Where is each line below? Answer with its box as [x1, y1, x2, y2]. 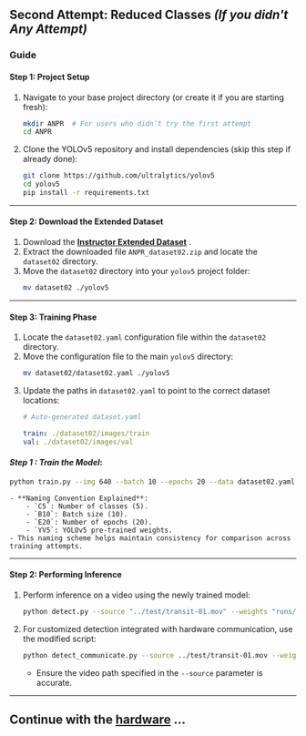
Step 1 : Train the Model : [9, 457, 103, 468]
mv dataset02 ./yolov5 [22, 283, 109, 292]
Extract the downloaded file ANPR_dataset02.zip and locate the [22, 246, 258, 258]
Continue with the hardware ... [9, 712, 187, 728]
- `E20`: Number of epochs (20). [25, 517, 153, 526]
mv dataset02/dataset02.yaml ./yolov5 [22, 369, 170, 378]
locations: [22, 395, 60, 406]
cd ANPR [22, 128, 52, 137]
